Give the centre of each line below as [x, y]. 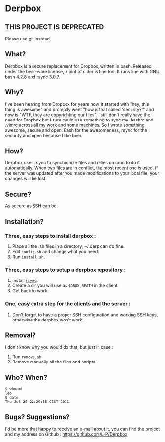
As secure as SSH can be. [32, 206]
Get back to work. [30, 291]
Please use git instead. [28, 39]
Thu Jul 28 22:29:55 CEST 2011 [37, 402]
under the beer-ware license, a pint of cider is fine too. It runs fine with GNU [82, 71]
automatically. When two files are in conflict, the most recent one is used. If [82, 168]
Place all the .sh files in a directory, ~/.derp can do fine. [68, 246]
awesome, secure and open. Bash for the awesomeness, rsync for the [76, 130]
